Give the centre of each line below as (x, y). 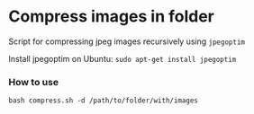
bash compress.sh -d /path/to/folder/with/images (104, 101)
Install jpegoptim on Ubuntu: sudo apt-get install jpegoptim (122, 58)
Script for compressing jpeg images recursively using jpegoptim (127, 41)
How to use (34, 82)
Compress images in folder (112, 17)
